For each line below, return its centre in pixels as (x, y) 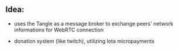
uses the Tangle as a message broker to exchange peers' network (94, 23)
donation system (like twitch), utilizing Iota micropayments (84, 41)
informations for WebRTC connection (58, 30)
